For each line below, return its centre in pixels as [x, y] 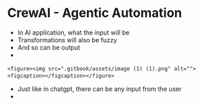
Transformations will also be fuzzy [67, 39]
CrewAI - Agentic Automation [95, 13]
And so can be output [49, 47]
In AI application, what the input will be [73, 32]
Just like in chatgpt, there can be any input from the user [99, 89]
